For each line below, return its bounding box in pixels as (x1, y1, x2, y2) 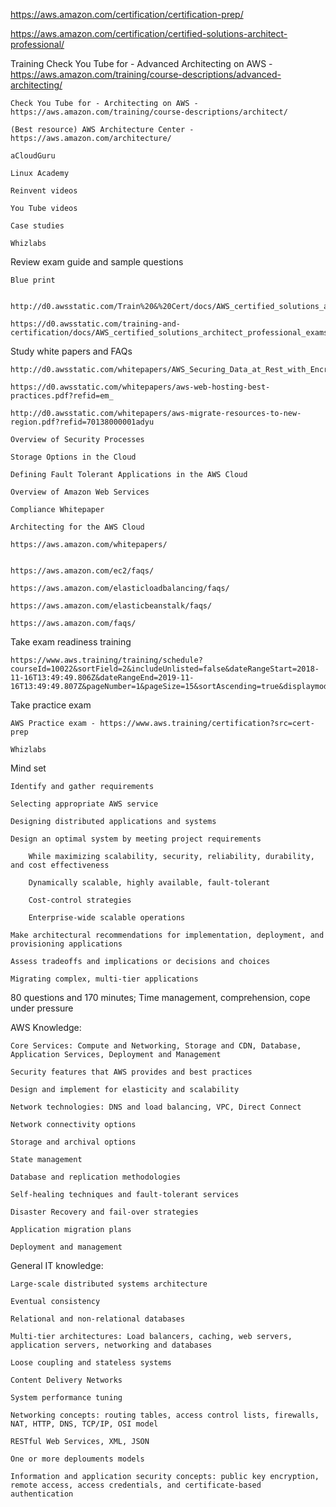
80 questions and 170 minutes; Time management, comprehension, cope (10, 992, 311, 1003)
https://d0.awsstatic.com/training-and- (10, 319, 182, 329)
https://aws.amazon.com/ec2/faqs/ (10, 566, 155, 576)
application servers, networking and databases (10, 1340, 213, 1350)
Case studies (10, 221, 65, 231)
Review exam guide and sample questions (10, 256, 184, 268)
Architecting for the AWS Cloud (10, 522, 145, 532)
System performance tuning (10, 1393, 123, 1403)
